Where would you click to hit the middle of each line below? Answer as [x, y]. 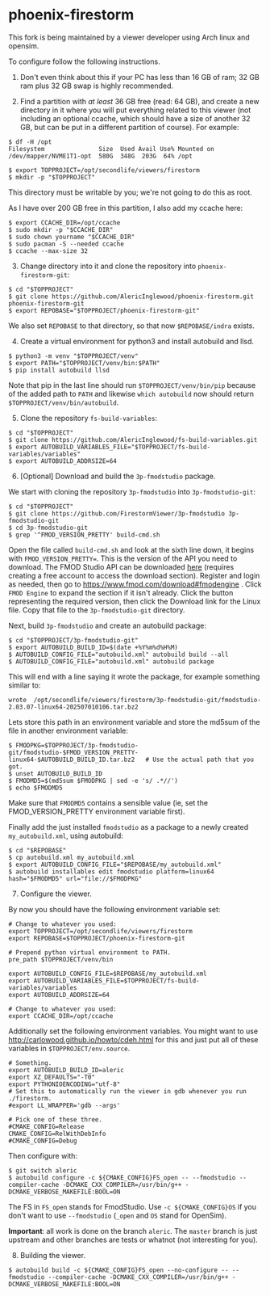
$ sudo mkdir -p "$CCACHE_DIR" [61, 229]
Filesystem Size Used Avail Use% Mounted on [112, 149]
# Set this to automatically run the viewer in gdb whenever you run [128, 1091]
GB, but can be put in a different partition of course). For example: [129, 127]
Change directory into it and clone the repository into [108, 266]
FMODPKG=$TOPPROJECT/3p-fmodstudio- [77, 745]
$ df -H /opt [30, 142]
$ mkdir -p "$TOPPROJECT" [52, 177]
